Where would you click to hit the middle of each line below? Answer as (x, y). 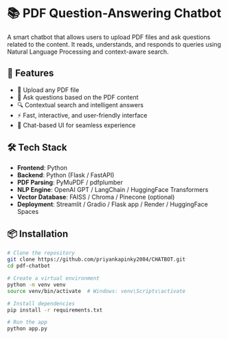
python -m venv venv (37, 285)
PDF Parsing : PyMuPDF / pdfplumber (70, 182)
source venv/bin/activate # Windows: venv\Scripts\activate (96, 291)
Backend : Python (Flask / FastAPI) (66, 175)
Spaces (28, 211)
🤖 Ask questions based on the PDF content (78, 97)
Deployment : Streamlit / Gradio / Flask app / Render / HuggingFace (112, 204)
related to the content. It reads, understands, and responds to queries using (114, 44)
